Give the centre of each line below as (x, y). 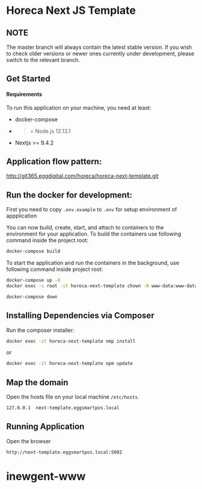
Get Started (28, 79)
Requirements (24, 94)
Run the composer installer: (40, 330)
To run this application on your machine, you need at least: (79, 107)
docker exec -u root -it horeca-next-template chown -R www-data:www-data (102, 286)
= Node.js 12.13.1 (50, 131)
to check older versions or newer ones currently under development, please (100, 54)
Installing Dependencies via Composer (80, 316)
